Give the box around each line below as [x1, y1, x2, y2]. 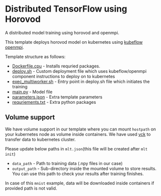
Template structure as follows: [5, 53, 66, 59]
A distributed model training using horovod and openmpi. [5, 30, 120, 35]
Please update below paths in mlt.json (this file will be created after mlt [5, 146, 148, 151]
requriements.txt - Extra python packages [12, 99, 96, 105]
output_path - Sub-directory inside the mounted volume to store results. [12, 165, 157, 171]
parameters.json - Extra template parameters [12, 94, 103, 100]
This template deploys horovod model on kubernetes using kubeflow [5, 39, 143, 45]
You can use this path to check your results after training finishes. [12, 171, 144, 177]
